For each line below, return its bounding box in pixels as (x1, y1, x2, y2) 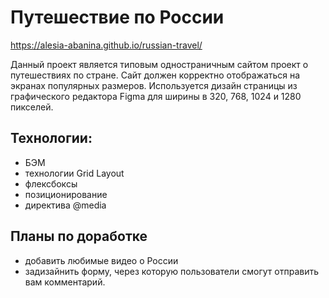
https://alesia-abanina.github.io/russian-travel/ (10, 39, 203, 51)
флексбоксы (24, 177, 78, 190)
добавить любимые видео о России (24, 254, 179, 266)
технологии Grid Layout (24, 167, 125, 179)
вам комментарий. (24, 276, 106, 288)
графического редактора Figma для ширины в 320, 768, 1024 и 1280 (10, 90, 302, 102)
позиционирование (24, 188, 108, 200)
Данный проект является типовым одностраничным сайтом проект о (10, 58, 309, 70)
